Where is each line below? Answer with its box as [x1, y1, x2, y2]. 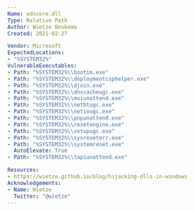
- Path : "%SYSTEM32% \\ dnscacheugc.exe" [7, 89, 125, 96]
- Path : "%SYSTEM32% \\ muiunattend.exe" [7, 95, 125, 102]
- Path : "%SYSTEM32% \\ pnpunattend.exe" [7, 115, 125, 122]
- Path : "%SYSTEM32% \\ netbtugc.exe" [7, 101, 115, 109]
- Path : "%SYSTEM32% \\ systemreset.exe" [7, 141, 125, 148]
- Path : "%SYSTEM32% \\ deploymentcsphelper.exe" [7, 75, 150, 82]
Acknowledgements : [7, 179, 61, 186]
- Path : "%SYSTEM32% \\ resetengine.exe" [7, 121, 125, 128]
